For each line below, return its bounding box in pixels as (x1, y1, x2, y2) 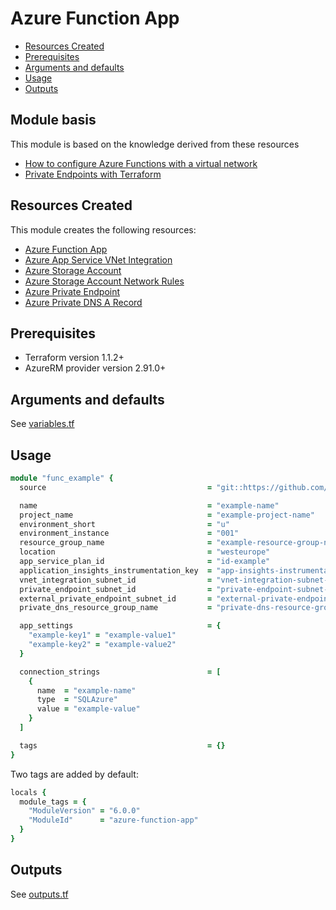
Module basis (10, 112, 97, 129)
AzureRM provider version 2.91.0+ (24, 362, 167, 374)
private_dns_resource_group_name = (19, 603, 213, 613)
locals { (10, 787, 47, 797)
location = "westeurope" (19, 547, 271, 557)
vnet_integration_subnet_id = (19, 575, 213, 585)
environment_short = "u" (19, 519, 230, 529)
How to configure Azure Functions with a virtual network (24, 157, 258, 169)
